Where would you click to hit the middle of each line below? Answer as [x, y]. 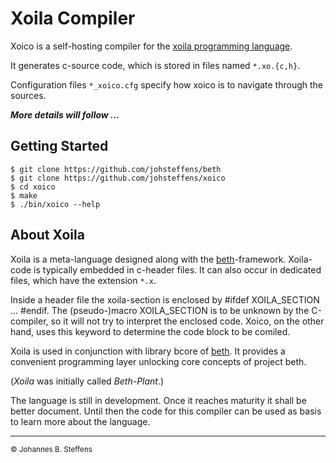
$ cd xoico [33, 187]
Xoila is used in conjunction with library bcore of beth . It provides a [148, 351]
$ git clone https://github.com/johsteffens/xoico [118, 178]
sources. [28, 95]
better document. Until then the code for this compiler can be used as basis [166, 411]
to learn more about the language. [80, 421]
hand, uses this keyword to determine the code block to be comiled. [150, 331]
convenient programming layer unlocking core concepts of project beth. [158, 361]
